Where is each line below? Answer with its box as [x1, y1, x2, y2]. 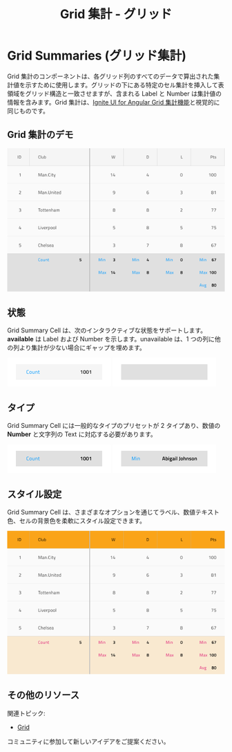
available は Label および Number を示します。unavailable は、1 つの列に [7, 335, 215, 343]
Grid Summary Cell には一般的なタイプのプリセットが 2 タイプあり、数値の [7, 422, 221, 430]
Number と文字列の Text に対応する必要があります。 [7, 430, 157, 438]
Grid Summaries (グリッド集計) [7, 48, 186, 64]
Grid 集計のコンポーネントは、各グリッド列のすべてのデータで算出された [7, 72, 214, 80]
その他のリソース [7, 690, 79, 701]
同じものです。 [7, 107, 50, 115]
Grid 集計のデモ [7, 129, 74, 141]
